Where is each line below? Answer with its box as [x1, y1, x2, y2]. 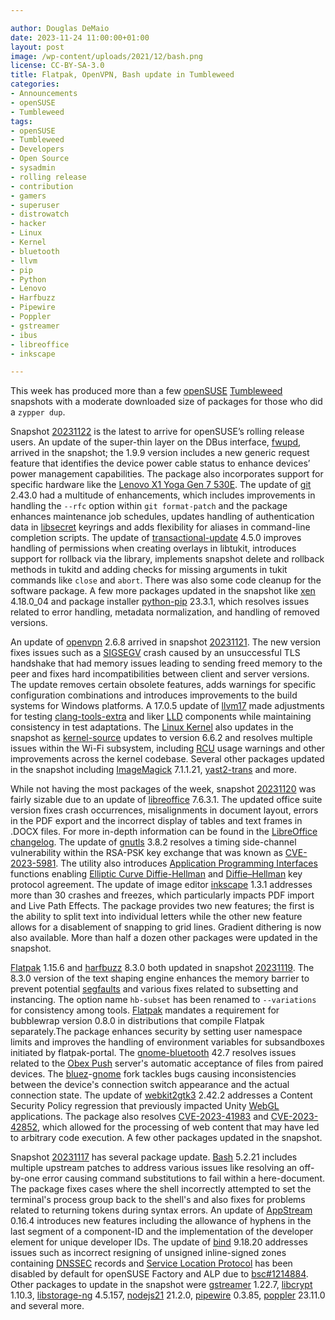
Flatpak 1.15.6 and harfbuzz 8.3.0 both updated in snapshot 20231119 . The [10, 962, 315, 974]
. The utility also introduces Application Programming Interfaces [55, 857, 318, 870]
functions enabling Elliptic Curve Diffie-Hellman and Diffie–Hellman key [10, 868, 303, 880]
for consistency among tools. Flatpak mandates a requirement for [10, 1004, 280, 1016]
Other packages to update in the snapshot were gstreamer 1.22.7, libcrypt [10, 1279, 313, 1291]
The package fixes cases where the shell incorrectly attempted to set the [10, 1183, 312, 1195]
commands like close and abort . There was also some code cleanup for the [10, 574, 322, 586]
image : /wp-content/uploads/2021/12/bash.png [10, 51, 203, 61]
